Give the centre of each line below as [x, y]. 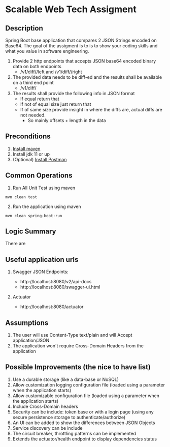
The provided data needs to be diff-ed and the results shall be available [87, 77]
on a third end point [33, 83]
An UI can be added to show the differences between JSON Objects [84, 423]
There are [15, 244]
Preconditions [28, 137]
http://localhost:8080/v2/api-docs [56, 282]
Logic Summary [31, 232]
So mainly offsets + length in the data [67, 120]
